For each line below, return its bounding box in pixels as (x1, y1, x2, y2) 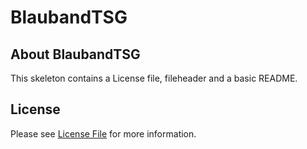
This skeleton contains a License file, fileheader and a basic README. (10, 72, 298, 84)
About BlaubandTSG (10, 46, 141, 63)
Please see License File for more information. (10, 127, 197, 140)
